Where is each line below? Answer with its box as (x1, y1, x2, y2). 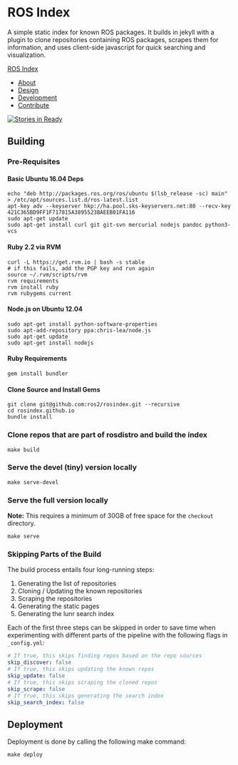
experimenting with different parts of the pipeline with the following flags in (7, 631, 228, 640)
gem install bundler (7, 370, 69, 378)
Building (7, 135, 45, 148)
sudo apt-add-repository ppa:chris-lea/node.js (7, 327, 152, 334)
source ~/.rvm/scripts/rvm (7, 271, 88, 278)
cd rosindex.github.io (7, 407, 75, 414)
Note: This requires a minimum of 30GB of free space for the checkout (7, 511, 214, 520)
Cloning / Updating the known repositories (17, 587, 143, 595)
